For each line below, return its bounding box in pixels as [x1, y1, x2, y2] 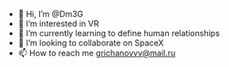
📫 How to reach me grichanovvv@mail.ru [17, 48, 176, 58]
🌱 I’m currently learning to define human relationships [17, 28, 221, 38]
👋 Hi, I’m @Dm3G [17, 9, 84, 19]
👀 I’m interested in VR [17, 18, 99, 29]
